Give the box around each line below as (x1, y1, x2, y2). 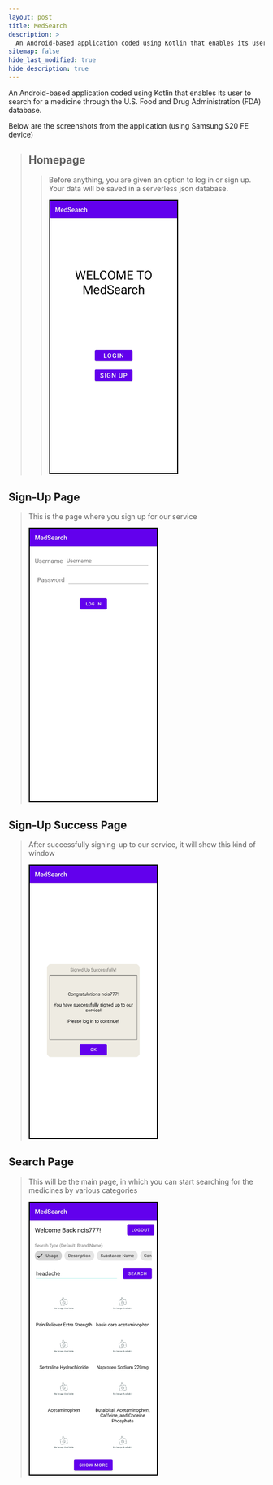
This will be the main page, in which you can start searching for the (28, 1177, 253, 1186)
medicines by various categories (28, 1185, 138, 1195)
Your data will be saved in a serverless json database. (48, 183, 229, 193)
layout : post (8, 13, 53, 21)
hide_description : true (8, 65, 89, 73)
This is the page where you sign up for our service (28, 512, 197, 522)
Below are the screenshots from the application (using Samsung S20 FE (8, 120, 249, 130)
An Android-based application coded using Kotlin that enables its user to (8, 88, 252, 98)
